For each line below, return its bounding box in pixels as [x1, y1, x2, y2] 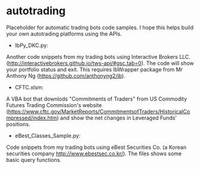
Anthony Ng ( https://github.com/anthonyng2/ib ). [6, 72, 125, 79]
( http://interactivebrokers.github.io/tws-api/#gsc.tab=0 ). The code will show [6, 60, 194, 67]
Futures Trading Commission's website [6, 101, 102, 108]
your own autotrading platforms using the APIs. [6, 30, 122, 37]
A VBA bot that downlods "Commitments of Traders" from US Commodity [6, 95, 187, 102]
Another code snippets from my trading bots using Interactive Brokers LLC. [6, 53, 191, 60]
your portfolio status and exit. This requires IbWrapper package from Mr [6, 65, 183, 73]
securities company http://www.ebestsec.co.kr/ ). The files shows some [6, 150, 182, 157]
